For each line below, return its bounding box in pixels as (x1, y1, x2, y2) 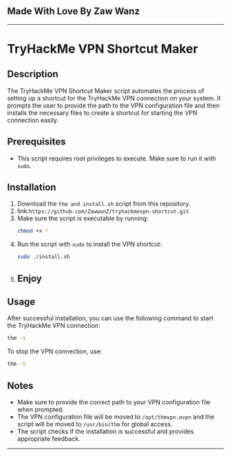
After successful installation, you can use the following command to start (7, 314, 214, 322)
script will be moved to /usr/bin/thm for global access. (16, 419, 173, 428)
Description (7, 68, 58, 80)
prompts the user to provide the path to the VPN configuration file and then (7, 101, 220, 110)
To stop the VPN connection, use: (7, 347, 102, 355)
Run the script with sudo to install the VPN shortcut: (16, 240, 162, 249)
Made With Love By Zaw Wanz (7, 6, 140, 17)
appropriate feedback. (16, 434, 80, 443)
